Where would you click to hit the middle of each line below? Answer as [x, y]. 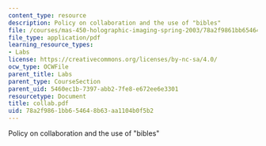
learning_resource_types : [51, 45]
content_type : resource [47, 15]
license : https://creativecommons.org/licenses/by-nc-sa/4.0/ [113, 60]
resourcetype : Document [47, 96]
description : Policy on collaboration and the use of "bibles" [115, 23]
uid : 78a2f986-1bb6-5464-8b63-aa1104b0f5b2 [81, 111]
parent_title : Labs [40, 74]
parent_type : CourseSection [55, 81]
